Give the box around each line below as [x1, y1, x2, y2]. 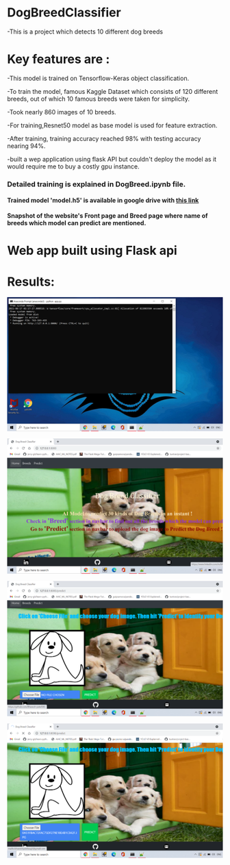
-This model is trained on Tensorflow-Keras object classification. [7, 74, 190, 82]
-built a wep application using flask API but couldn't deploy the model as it [7, 155, 217, 163]
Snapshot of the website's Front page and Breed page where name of [7, 212, 208, 220]
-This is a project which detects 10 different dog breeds [7, 27, 163, 36]
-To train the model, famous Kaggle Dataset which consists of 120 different [7, 87, 218, 95]
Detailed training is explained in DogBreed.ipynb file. [7, 179, 186, 189]
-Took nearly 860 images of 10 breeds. [7, 108, 116, 116]
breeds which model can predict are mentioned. [7, 219, 146, 227]
